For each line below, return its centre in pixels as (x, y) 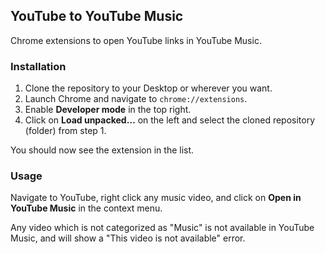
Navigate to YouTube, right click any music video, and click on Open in (156, 198)
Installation (38, 66)
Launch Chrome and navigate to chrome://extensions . (136, 99)
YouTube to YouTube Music (97, 16)
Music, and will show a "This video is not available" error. (128, 238)
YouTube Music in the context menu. (86, 208)
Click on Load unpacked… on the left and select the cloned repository (170, 120)
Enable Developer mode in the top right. (108, 110)
